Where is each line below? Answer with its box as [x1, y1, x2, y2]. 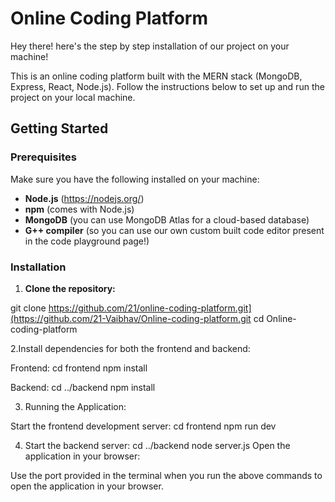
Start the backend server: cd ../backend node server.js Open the [24, 439, 291, 451]
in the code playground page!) [24, 235, 150, 247]
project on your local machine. [10, 91, 136, 103]
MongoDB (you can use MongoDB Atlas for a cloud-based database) [24, 213, 310, 226]
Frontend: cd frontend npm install [10, 362, 148, 374]
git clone [10, 302, 47, 314]
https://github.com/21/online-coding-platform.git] [48, 302, 252, 314]
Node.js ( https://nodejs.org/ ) [24, 192, 145, 204]
